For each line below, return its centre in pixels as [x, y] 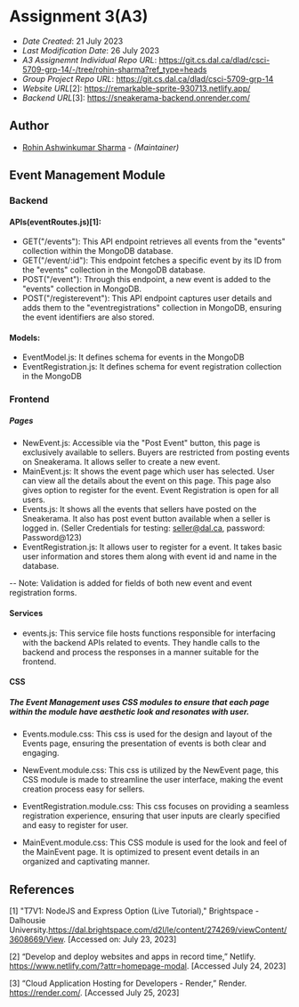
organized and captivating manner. [86, 862]
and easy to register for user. [75, 825]
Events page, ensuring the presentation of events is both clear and [144, 743]
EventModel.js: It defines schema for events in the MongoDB [133, 357]
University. [29, 930]
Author [29, 126]
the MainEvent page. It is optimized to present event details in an [141, 852]
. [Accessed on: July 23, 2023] [120, 939]
